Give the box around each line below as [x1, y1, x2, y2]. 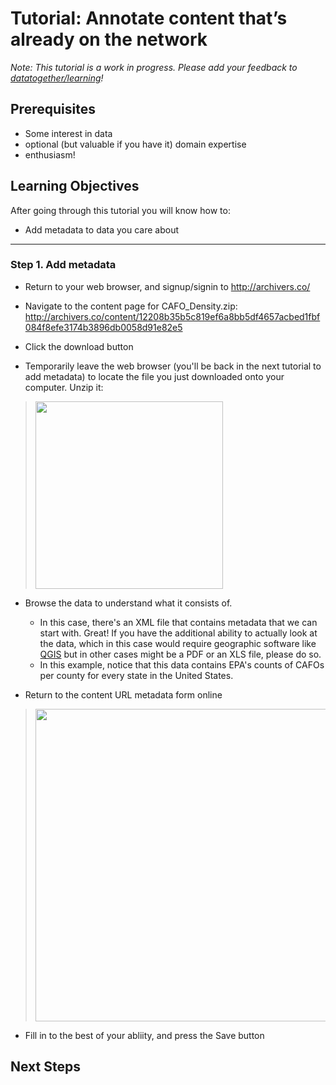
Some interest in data [24, 127, 113, 139]
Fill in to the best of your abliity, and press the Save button [24, 1029, 265, 1041]
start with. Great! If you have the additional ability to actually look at [39, 627, 318, 639]
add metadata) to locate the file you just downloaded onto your [24, 370, 285, 382]
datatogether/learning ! [10, 72, 104, 84]
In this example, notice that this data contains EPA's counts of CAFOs [39, 658, 325, 671]
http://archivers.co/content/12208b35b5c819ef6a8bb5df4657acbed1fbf [24, 310, 321, 322]
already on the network [10, 28, 208, 51]
